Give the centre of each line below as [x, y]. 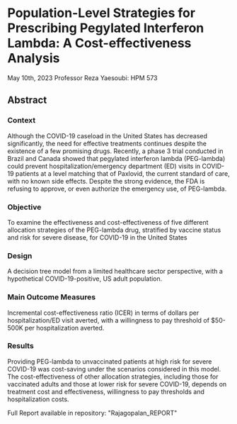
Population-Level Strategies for [102, 13]
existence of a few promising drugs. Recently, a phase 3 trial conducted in [116, 151]
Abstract [27, 100]
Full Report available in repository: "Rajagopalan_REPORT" [92, 413]
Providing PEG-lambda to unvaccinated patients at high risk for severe [110, 361]
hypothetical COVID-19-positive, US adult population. [85, 279]
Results [21, 346]
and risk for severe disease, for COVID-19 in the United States [97, 237]
